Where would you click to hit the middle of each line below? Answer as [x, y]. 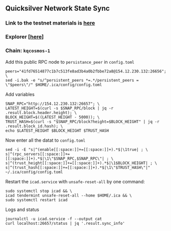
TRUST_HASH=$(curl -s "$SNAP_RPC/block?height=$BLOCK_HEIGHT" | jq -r [82, 122]
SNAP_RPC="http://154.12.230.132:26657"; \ [53, 104]
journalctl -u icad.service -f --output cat [54, 219]
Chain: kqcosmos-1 [28, 51]
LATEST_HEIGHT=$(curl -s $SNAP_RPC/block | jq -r [60, 108]
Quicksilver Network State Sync [58, 8]
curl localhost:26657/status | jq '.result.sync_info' [65, 223]
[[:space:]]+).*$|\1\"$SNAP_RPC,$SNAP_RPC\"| [55, 159]
